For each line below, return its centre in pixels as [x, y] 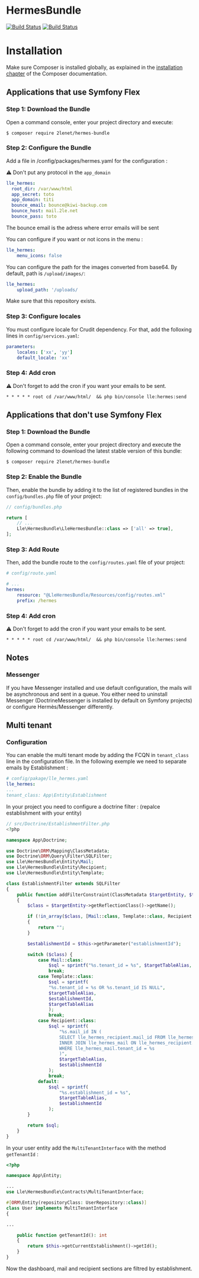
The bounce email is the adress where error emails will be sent [83, 228]
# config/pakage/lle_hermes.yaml [47, 779]
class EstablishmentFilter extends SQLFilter [63, 883]
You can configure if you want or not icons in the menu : [75, 239]
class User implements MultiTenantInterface [62, 1208]
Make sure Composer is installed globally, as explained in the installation [94, 67]
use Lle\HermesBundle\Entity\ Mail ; [50, 862]
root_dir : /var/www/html [42, 189]
